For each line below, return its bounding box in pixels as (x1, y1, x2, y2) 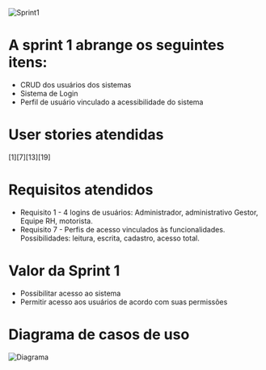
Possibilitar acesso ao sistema (19, 288, 121, 298)
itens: (8, 53, 48, 72)
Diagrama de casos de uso (8, 325, 190, 343)
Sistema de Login (19, 88, 78, 98)
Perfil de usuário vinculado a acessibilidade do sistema (19, 97, 204, 107)
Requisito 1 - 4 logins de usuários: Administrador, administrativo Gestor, (19, 207, 259, 217)
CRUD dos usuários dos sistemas (19, 79, 132, 89)
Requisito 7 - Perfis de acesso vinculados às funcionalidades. (19, 224, 226, 234)
